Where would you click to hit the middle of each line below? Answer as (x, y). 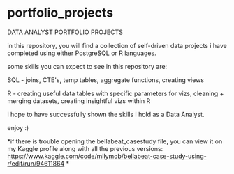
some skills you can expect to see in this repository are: (87, 66)
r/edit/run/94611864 (36, 163)
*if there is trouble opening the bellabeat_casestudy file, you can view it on (115, 141)
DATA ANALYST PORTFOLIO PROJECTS (65, 32)
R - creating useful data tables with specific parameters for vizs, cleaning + (116, 93)
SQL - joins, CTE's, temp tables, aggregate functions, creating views (106, 80)
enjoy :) (18, 127)
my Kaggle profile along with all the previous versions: (85, 148)
